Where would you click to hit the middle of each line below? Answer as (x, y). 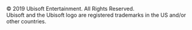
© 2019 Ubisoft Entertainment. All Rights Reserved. (70, 9)
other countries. (27, 21)
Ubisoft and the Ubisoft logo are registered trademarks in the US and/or (96, 15)
